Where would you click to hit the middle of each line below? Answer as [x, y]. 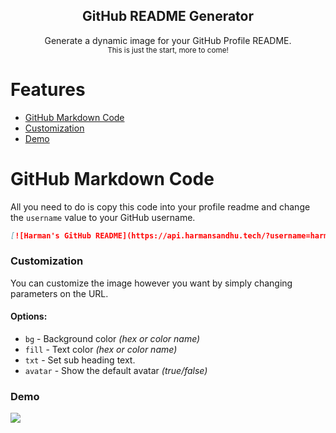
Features [48, 90]
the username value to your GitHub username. [103, 217]
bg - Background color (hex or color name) [112, 339]
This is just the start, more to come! [168, 50]
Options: [29, 316]
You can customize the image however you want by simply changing [151, 283]
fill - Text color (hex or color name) [101, 350]
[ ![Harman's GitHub [51, 235]
